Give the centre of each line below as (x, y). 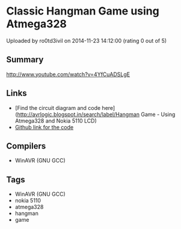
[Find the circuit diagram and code (58, 108)
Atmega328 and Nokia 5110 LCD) (56, 121)
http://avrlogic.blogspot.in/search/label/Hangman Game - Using (96, 114)
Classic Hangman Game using (83, 11)
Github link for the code (44, 127)
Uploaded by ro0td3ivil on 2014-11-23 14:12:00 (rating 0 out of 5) (87, 40)
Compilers (26, 146)
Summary (25, 60)
